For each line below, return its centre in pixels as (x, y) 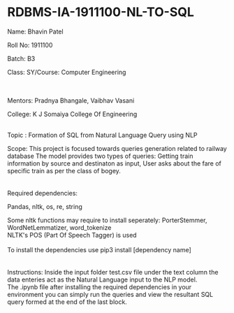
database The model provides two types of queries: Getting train (100, 156)
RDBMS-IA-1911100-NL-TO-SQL (101, 12)
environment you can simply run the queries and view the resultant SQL (110, 294)
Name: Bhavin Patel (36, 31)
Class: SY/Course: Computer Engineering (67, 72)
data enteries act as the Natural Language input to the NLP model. (102, 279)
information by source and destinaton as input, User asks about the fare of (115, 163)
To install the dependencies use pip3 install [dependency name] (100, 249)
